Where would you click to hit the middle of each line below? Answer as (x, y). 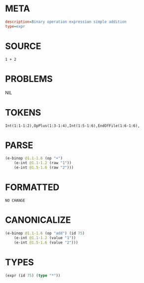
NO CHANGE (15, 201)
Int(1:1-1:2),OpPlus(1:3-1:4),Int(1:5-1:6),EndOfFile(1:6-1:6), (72, 126)
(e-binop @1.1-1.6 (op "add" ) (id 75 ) (45, 233)
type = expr (15, 26)
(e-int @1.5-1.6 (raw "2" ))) (44, 168)
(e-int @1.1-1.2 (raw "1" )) (43, 163)
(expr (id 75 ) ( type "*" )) (33, 275)
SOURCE (23, 46)
